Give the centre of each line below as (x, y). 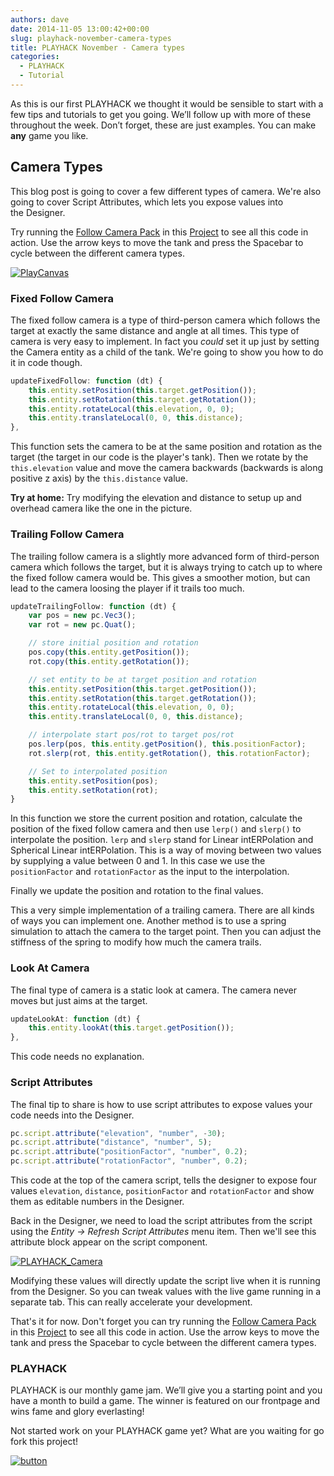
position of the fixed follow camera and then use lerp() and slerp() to (156, 829)
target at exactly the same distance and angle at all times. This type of (155, 330)
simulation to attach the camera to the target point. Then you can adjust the (166, 932)
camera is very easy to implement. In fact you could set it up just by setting (165, 341)
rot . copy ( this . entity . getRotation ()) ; (109, 661)
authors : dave (40, 19)
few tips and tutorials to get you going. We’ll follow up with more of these (161, 114)
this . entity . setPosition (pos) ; (93, 781)
